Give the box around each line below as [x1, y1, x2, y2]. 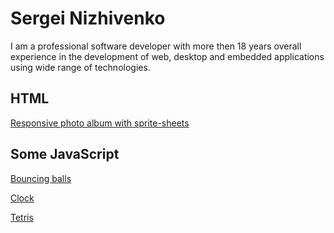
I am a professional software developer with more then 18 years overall [10, 40, 302, 52]
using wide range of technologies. [10, 61, 151, 73]
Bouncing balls [10, 172, 72, 184]
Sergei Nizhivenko [10, 7, 166, 30]
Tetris [10, 211, 34, 223]
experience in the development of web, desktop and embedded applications [10, 50, 325, 62]
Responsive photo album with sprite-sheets [10, 117, 190, 129]
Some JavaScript [10, 146, 120, 163]
